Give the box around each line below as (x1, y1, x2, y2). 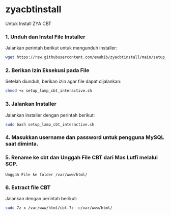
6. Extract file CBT (5, 184, 51, 191)
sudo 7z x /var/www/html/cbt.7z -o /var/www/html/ (5, 205, 113, 210)
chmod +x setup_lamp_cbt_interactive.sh (5, 88, 93, 93)
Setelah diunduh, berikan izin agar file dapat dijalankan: (5, 78, 122, 85)
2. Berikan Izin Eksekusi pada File (5, 67, 90, 74)
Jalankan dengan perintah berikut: (5, 195, 77, 201)
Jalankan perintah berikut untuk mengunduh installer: (5, 45, 118, 51)
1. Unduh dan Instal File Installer (5, 33, 85, 40)
